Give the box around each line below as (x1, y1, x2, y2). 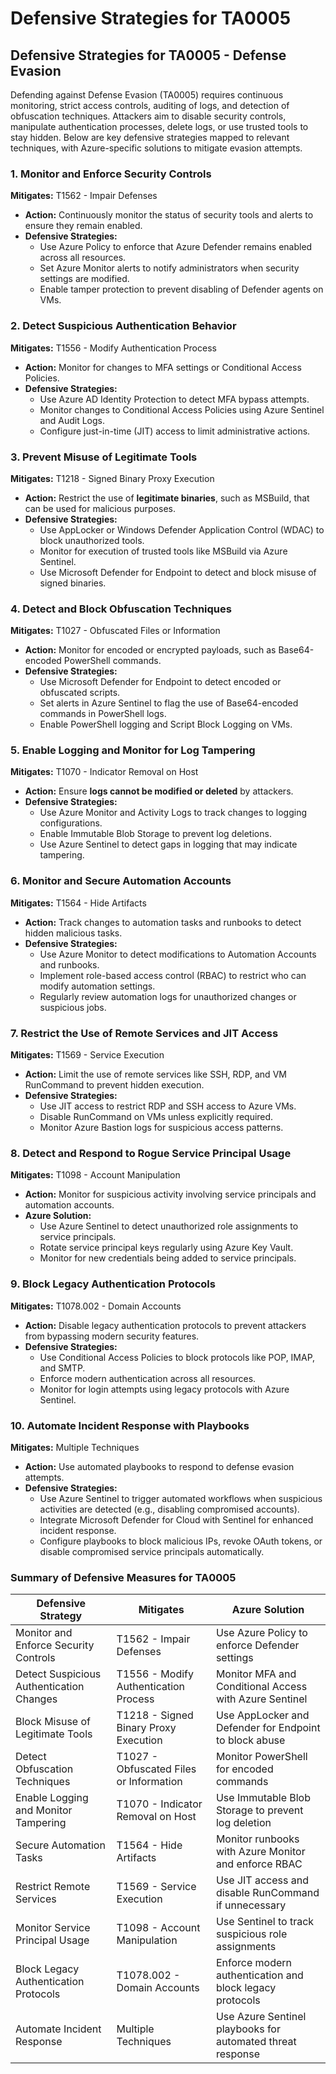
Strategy (39, 1609, 83, 1623)
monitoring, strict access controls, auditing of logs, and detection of (10, 100, 290, 111)
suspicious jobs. (39, 1001, 107, 1013)
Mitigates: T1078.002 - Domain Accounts (10, 1300, 182, 1312)
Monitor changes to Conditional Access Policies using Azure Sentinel (39, 403, 325, 416)
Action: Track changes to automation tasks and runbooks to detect (24, 916, 302, 928)
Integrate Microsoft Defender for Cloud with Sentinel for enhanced (39, 1513, 314, 1526)
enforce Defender (215, 1638, 300, 1652)
